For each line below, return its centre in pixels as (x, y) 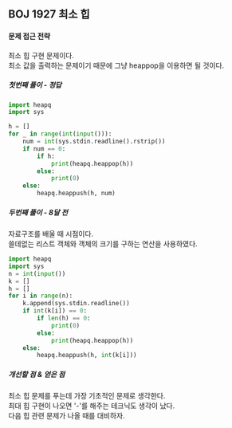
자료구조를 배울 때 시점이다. (51, 234)
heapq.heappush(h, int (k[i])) (87, 355)
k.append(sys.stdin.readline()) (76, 304)
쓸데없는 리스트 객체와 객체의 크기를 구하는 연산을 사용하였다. (103, 244)
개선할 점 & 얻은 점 (37, 374)
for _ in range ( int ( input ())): (60, 134)
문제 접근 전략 (29, 36)
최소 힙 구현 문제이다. (41, 55)
